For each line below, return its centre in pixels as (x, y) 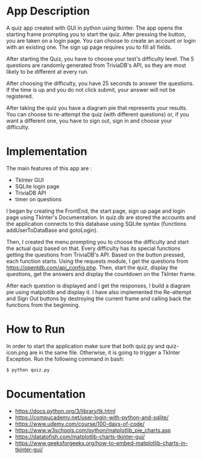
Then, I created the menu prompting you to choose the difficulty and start (98, 242)
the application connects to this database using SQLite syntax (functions (96, 223)
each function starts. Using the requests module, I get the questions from (97, 261)
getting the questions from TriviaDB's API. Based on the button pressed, (96, 254)
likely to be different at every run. (47, 71)
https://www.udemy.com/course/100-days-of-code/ (80, 423)
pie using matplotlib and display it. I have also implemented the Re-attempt (99, 292)
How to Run (36, 329)
